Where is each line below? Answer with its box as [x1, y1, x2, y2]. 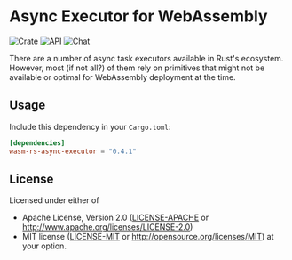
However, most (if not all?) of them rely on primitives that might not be [9, 62, 265, 73]
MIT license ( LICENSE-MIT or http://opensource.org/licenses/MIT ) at [21, 232, 274, 242]
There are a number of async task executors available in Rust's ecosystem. [9, 53, 284, 63]
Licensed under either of [9, 195, 99, 206]
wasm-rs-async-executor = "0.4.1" [9, 147, 138, 156]
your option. [21, 240, 67, 251]
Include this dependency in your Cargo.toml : [9, 121, 171, 132]
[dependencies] [9, 138, 66, 148]
